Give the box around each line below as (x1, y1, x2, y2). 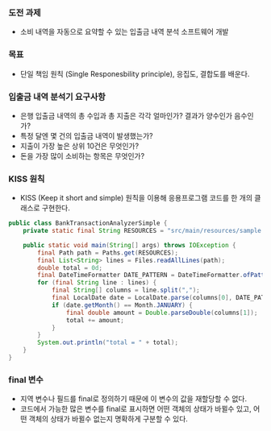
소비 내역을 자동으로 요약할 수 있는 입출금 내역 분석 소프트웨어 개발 (19, 27, 229, 37)
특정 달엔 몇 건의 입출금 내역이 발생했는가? (19, 131, 153, 140)
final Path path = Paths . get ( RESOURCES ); (37, 248, 179, 257)
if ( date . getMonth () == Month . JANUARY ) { (51, 300, 194, 309)
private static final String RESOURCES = (23, 227, 164, 235)
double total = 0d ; (37, 263, 103, 271)
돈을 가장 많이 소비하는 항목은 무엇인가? (19, 151, 145, 160)
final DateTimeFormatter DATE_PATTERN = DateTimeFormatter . (37, 271, 244, 280)
